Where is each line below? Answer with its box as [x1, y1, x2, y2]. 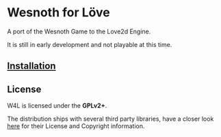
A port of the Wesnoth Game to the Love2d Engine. [7, 27, 151, 35]
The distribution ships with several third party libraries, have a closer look [7, 115, 214, 123]
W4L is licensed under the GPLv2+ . [7, 102, 107, 110]
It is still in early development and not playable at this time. [7, 40, 172, 48]
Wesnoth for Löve [7, 5, 111, 20]
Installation [7, 60, 56, 72]
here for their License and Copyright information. [7, 122, 145, 130]
